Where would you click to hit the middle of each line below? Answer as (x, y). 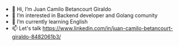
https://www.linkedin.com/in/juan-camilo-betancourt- (108, 28)
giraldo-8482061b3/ (36, 37)
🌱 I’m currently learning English (50, 22)
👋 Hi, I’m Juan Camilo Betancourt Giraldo (61, 9)
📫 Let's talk (26, 28)
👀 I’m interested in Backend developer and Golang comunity (84, 15)
